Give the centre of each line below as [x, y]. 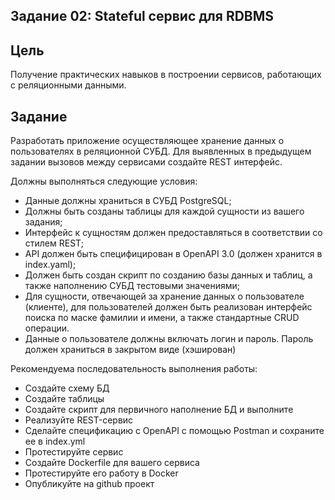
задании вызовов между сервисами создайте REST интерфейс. [146, 162]
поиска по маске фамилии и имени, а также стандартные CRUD [162, 318]
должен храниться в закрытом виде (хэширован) [130, 350]
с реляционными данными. [68, 85]
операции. [47, 328]
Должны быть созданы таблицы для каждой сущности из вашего [164, 211]
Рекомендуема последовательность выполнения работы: [134, 369]
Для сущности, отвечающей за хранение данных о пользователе [164, 296]
